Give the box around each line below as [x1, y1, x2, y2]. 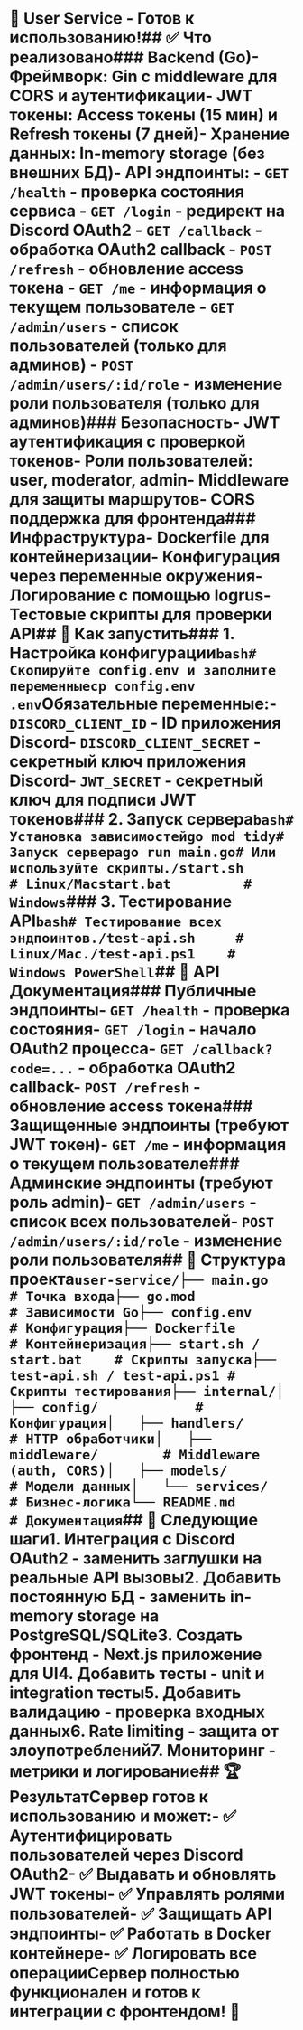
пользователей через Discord [9, 1845, 243, 1865]
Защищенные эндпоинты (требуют [9, 1116, 289, 1136]
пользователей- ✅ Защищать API [9, 1903, 272, 1924]
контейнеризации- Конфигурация [9, 547, 280, 568]
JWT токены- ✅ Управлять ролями [9, 1884, 286, 1904]
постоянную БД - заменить [9, 1587, 227, 1608]
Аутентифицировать [9, 1826, 173, 1846]
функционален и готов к [9, 1982, 201, 2003]
